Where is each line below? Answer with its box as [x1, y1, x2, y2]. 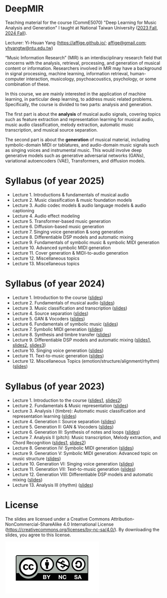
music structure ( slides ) [12, 455, 61, 461]
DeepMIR [5, 3, 44, 14]
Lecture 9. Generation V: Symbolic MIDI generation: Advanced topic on [12, 450, 158, 456]
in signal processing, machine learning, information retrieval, [5, 70, 129, 76]
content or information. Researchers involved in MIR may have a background [5, 65, 162, 71]
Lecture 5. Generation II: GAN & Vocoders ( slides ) [12, 424, 114, 430]
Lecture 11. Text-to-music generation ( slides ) [12, 352, 104, 359]
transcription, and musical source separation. [5, 127, 98, 133]
